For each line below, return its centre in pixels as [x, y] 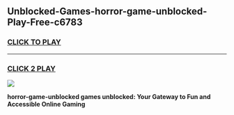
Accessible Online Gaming [46, 104]
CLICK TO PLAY [34, 43]
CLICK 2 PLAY [31, 68]
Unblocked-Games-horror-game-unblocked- [107, 11]
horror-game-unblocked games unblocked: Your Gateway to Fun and [109, 96]
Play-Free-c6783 [45, 23]
